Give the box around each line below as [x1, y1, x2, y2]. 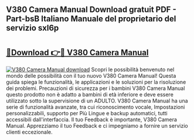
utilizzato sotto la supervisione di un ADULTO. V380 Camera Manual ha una [6, 97, 189, 104]
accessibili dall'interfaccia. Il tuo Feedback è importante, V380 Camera [6, 116, 178, 123]
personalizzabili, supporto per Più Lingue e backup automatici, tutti [6, 110, 168, 116]
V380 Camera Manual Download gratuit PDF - [6, 5, 177, 15]
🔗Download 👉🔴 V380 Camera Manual [6, 47, 149, 58]
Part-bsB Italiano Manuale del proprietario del [6, 14, 176, 24]
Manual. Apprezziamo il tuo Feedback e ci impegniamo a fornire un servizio [6, 122, 189, 129]
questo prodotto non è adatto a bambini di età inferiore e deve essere [6, 91, 174, 98]
